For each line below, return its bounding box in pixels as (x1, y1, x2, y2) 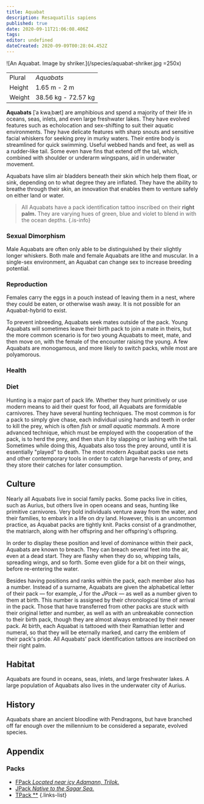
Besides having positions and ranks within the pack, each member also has (6, 577, 195, 584)
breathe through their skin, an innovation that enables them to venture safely (6, 185, 199, 192)
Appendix (6, 746, 44, 756)
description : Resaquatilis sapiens (6, 15, 97, 21)
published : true (6, 20, 47, 26)
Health (6, 366, 27, 375)
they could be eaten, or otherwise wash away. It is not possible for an (6, 300, 181, 308)
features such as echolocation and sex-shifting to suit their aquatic (6, 121, 174, 129)
